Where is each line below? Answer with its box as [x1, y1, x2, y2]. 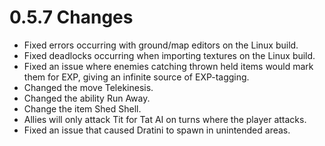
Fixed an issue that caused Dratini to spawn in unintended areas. [23, 124, 291, 136]
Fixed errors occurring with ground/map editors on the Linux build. [23, 39, 299, 51]
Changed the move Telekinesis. [23, 81, 154, 93]
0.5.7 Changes [9, 6, 134, 29]
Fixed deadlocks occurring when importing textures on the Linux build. [23, 49, 316, 61]
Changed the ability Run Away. [23, 92, 151, 104]
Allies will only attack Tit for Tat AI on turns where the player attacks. [23, 113, 307, 125]
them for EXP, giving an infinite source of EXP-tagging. [23, 71, 250, 83]
